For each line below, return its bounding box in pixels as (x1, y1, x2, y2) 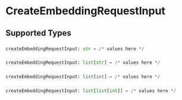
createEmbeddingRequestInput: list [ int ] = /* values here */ (5, 74, 161, 80)
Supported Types (5, 28, 72, 38)
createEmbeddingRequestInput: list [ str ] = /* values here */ (5, 60, 161, 66)
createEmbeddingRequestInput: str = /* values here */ (5, 46, 145, 52)
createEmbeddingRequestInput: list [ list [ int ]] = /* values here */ (5, 87, 177, 93)
